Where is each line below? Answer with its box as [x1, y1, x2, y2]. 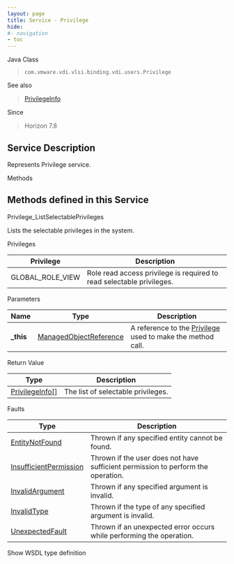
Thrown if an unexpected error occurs [90, 521, 215, 531]
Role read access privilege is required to [86, 268, 219, 278]
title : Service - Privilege [7, 17, 89, 24]
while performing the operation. [90, 530, 194, 540]
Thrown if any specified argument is [90, 482, 208, 491]
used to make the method [130, 332, 214, 341]
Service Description [7, 142, 95, 154]
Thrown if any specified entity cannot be [90, 433, 223, 443]
